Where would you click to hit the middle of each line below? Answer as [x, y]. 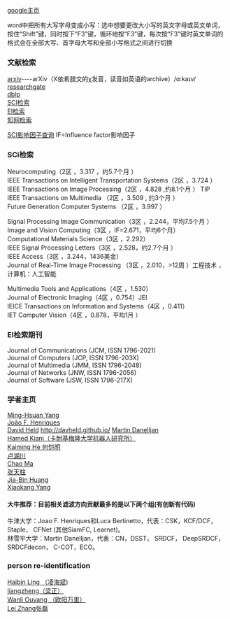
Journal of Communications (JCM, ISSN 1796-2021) [81, 350]
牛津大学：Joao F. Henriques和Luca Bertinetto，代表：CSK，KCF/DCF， [112, 521]
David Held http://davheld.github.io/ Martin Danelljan [83, 430]
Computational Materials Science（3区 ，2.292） [78, 239]
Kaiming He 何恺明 [34, 447]
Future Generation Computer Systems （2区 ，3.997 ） [87, 206]
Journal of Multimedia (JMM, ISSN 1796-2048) [74, 365]
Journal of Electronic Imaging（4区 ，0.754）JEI [78, 297]
